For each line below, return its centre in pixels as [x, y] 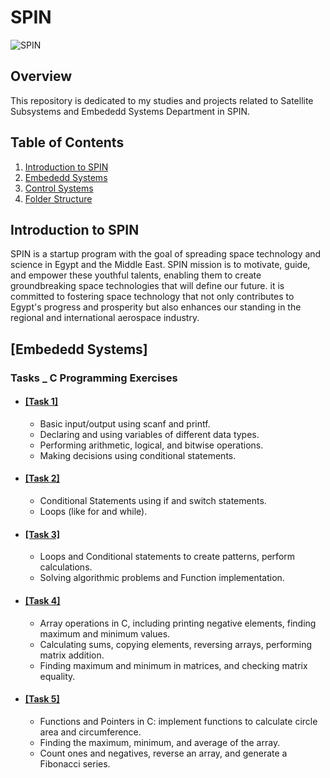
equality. [57, 676]
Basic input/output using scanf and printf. [125, 423]
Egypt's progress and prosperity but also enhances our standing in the [156, 307]
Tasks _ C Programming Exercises [94, 378]
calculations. [66, 567]
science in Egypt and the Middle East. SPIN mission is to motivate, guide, [160, 265]
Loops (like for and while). [93, 512]
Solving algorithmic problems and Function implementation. [162, 578]
